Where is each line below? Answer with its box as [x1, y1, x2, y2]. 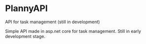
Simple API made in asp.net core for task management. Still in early [5, 28, 142, 34]
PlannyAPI [5, 3, 48, 14]
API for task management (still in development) [5, 19, 100, 25]
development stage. [5, 33, 46, 39]
